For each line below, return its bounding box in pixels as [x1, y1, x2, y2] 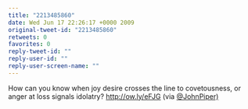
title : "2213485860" [8, 11, 76, 19]
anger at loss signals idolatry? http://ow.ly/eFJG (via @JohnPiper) [8, 91, 219, 101]
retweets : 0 [8, 33, 47, 41]
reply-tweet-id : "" [8, 47, 72, 55]
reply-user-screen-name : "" [8, 62, 100, 70]
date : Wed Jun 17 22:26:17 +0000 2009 [8, 19, 135, 26]
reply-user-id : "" [8, 55, 68, 63]
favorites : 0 [8, 40, 51, 48]
